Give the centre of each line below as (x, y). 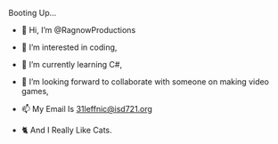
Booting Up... (33, 13)
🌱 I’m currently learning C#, (71, 64)
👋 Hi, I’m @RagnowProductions (78, 30)
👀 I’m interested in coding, (69, 47)
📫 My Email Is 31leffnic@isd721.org (87, 109)
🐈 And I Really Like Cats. (66, 130)
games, (35, 91)
